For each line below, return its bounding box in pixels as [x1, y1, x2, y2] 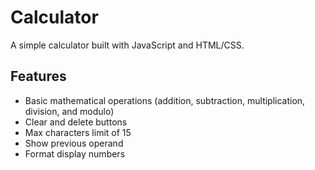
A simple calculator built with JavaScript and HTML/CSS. [10, 39, 245, 51]
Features [10, 68, 67, 85]
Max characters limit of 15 [24, 126, 132, 138]
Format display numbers [24, 147, 126, 160]
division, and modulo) [24, 105, 115, 117]
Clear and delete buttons [24, 116, 128, 128]
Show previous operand [24, 137, 124, 149]
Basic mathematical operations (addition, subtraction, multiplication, [24, 94, 306, 106]
